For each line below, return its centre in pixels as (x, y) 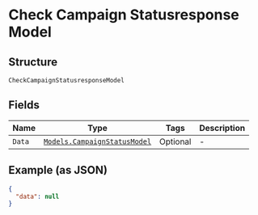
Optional (175, 141)
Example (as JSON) (58, 170)
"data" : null (38, 196)
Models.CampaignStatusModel (97, 141)
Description (222, 128)
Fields (24, 105)
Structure (33, 62)
